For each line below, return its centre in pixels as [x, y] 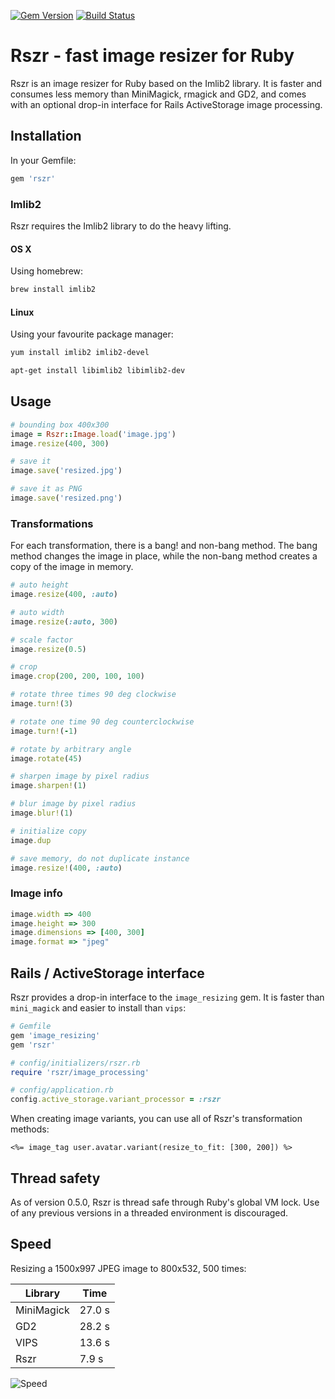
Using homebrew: [47, 271]
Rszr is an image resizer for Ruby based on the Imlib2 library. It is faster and [166, 83]
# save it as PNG [46, 489]
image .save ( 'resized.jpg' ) [66, 471]
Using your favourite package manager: [92, 334]
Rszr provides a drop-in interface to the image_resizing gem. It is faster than [167, 997]
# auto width [37, 612]
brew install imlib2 [53, 290]
